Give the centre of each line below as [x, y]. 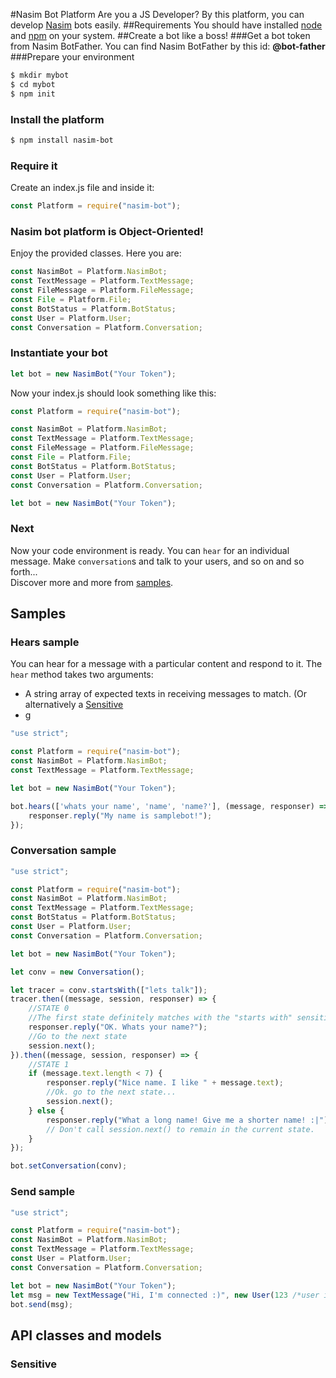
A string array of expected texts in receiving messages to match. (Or [166, 694]
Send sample [42, 1192]
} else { [46, 1110]
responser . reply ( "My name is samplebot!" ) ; [120, 815]
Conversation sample [63, 851]
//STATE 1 [49, 1064]
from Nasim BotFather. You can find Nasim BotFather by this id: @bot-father [168, 46]
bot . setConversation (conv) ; [69, 1166]
